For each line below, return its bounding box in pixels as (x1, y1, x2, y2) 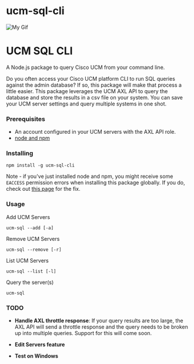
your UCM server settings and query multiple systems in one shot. (6, 100, 167, 107)
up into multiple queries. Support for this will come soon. (14, 330, 152, 337)
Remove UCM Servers (6, 235, 60, 242)
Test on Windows (14, 352, 59, 360)
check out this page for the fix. (6, 186, 81, 193)
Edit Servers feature (14, 341, 65, 348)
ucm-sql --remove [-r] (6, 246, 62, 253)
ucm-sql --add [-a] (6, 225, 54, 231)
